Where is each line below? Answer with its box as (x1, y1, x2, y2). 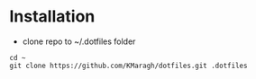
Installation (9, 6, 96, 27)
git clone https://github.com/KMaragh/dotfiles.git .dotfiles (9, 61, 248, 70)
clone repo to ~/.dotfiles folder (22, 36, 136, 47)
